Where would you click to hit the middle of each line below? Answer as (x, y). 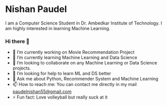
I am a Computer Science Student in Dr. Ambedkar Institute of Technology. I (84, 23)
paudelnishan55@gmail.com (42, 91)
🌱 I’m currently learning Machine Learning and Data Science (75, 57)
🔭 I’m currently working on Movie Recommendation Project (73, 52)
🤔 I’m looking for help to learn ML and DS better (62, 73)
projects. (22, 68)
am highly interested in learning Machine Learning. (58, 28)
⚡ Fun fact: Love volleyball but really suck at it (60, 97)
